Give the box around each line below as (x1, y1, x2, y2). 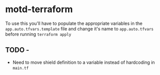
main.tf (12, 65, 29, 70)
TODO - (5, 46, 29, 54)
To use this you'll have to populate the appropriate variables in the (5, 20, 143, 26)
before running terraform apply (5, 31, 72, 37)
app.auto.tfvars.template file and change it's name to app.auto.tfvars (5, 25, 154, 31)
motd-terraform (5, 4, 73, 15)
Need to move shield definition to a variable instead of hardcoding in (12, 59, 155, 65)
